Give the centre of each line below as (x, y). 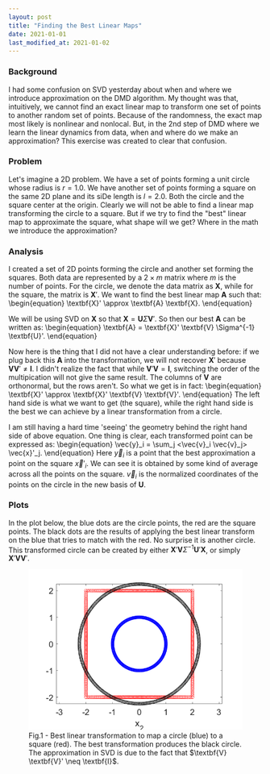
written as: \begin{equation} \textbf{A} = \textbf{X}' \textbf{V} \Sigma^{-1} (132, 327)
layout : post (30, 17)
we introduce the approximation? (63, 231)
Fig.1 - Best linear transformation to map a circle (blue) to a (126, 736)
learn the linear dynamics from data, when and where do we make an (123, 132)
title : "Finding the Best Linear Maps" (75, 25)
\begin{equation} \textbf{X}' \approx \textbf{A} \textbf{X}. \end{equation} (130, 303)
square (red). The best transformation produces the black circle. (135, 744)
